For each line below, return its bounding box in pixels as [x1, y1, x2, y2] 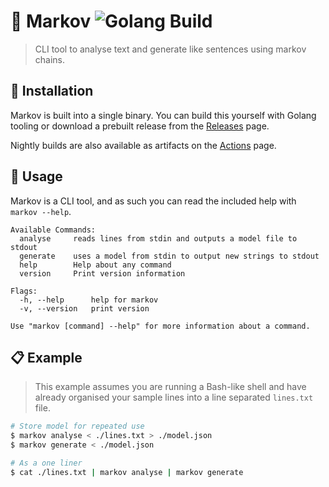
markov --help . [10, 205, 72, 217]
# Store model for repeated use [10, 421, 145, 432]
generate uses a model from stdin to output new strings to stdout [19, 251, 320, 261]
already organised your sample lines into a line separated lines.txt [34, 391, 314, 404]
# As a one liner [10, 458, 83, 468]
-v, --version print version [19, 303, 150, 314]
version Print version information [19, 268, 186, 279]
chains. [34, 53, 66, 65]
